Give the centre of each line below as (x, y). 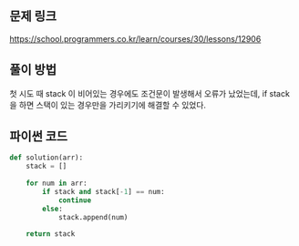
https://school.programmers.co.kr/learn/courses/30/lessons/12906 (135, 38)
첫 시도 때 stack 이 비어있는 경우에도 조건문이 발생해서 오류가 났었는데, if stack (149, 93)
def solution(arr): (46, 158)
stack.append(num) (93, 217)
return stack (51, 234)
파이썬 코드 (39, 136)
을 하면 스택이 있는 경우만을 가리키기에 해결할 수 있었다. (108, 105)
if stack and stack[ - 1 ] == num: (104, 191)
